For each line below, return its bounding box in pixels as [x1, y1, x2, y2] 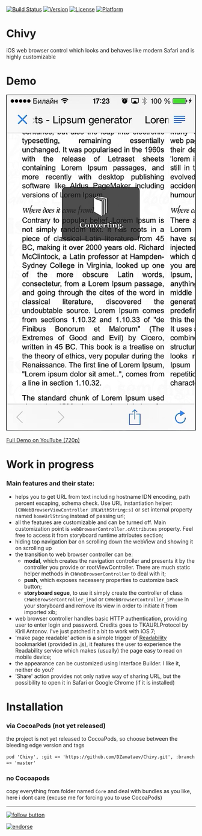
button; [23, 583, 42, 590]
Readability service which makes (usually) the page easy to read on [14, 647, 183, 654]
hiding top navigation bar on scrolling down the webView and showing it [14, 537, 194, 545]
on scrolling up [14, 544, 52, 551]
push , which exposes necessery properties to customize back [23, 576, 179, 583]
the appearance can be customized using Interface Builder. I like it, [14, 659, 180, 667]
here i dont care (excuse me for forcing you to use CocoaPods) [6, 794, 162, 802]
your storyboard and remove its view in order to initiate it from [23, 602, 177, 609]
